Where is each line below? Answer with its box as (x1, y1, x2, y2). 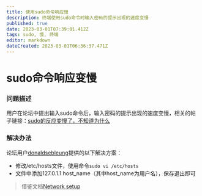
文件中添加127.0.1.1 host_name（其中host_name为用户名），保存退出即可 (15, 169, 196, 177)
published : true (6, 20, 48, 26)
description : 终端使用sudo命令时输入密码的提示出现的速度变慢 (6, 15, 149, 21)
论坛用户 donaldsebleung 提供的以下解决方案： (6, 149, 122, 156)
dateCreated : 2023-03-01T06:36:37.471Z (6, 43, 108, 49)
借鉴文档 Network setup (21, 183, 81, 190)
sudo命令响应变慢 (6, 71, 97, 85)
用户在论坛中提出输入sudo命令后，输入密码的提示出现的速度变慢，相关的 (6, 109, 191, 117)
